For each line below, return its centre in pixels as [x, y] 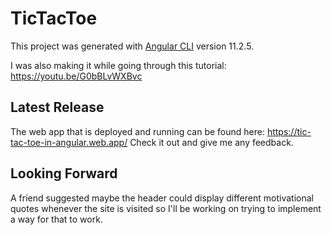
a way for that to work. [56, 219]
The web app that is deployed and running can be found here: [137, 131]
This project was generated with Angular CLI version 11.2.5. [132, 46]
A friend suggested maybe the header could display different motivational [162, 198]
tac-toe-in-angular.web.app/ [69, 142]
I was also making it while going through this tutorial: [118, 65]
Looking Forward [64, 173]
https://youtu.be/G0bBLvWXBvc [76, 76]
